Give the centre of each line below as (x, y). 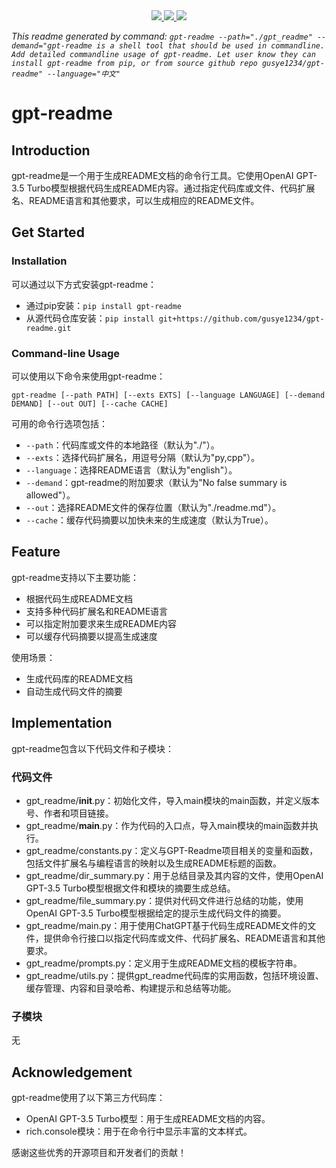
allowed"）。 (50, 495)
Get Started (48, 232)
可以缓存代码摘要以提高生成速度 (91, 636)
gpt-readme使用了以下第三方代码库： (88, 1098)
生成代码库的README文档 (79, 678)
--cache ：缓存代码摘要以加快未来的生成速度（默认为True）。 (149, 520)
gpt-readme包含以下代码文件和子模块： (93, 748)
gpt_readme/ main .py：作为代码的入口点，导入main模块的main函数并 (167, 825)
